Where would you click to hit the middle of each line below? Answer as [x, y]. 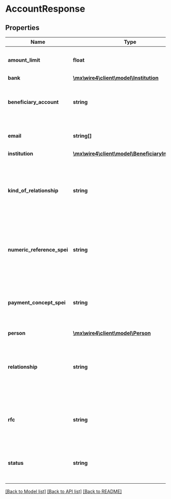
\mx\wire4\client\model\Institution [116, 78]
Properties [22, 28]
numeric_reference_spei [38, 250]
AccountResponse [45, 9]
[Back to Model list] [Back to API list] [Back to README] [64, 491]
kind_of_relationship [33, 190]
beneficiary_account [33, 102]
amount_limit [24, 60]
